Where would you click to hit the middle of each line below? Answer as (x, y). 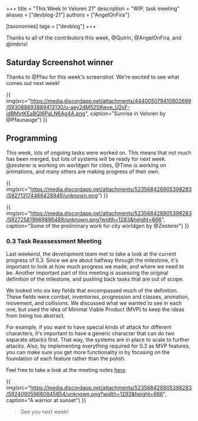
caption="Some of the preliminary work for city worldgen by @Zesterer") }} (98, 226)
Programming (32, 138)
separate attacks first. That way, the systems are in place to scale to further (98, 339)
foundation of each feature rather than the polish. (66, 358)
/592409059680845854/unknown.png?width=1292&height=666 (85, 394)
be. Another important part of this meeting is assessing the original (87, 273)
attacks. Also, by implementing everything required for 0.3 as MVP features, (98, 346)
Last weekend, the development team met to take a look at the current (91, 254)
